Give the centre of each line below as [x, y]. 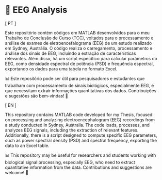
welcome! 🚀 [17, 172]
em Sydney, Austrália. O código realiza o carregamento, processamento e [79, 48]
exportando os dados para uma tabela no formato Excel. [61, 69]
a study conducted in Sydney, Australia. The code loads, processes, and [77, 125]
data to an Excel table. [27, 146]
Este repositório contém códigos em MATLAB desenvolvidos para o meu [77, 33]
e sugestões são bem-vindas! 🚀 [37, 96]
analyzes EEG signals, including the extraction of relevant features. [72, 130]
